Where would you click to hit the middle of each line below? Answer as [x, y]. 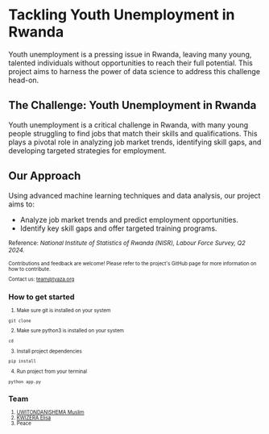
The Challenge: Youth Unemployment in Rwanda [132, 105]
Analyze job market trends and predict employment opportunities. [129, 219]
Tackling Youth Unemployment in [122, 15]
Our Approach [45, 176]
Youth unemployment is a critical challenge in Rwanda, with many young [128, 125]
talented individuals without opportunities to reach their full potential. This [131, 63]
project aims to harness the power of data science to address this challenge [134, 71]
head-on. [24, 80]
